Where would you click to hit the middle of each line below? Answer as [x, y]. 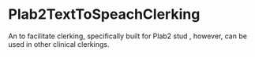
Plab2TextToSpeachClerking [104, 14]
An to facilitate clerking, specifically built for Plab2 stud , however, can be [127, 36]
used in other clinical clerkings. [59, 44]
